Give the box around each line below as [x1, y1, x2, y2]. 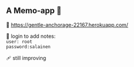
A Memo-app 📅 [6, 6, 62, 16]
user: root [6, 38, 33, 44]
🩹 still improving [6, 54, 47, 61]
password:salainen [6, 44, 51, 50]
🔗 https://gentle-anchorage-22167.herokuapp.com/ [6, 21, 129, 28]
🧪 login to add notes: [6, 33, 56, 40]
